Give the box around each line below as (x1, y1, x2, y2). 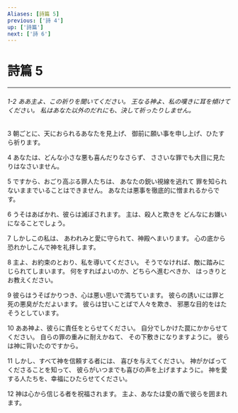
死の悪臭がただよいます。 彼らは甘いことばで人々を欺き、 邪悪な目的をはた (7, 300, 227, 309)
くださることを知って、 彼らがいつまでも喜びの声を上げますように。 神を (7, 365, 222, 374)
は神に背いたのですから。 (7, 342, 82, 350)
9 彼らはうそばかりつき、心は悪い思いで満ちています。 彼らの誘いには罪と (7, 291, 225, 299)
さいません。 (25, 162, 64, 171)
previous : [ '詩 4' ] (7, 17, 64, 24)
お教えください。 (7, 276, 57, 284)
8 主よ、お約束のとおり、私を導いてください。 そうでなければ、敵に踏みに (7, 258, 225, 267)
